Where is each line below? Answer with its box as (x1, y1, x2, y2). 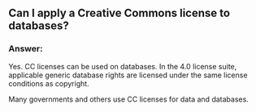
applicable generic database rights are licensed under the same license (8, 70, 248, 80)
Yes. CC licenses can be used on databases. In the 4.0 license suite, (8, 61, 237, 71)
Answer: (8, 44, 43, 55)
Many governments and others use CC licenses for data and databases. (8, 94, 249, 104)
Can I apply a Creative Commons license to (8, 6, 230, 20)
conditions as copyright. (8, 78, 89, 88)
